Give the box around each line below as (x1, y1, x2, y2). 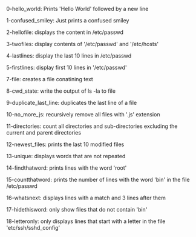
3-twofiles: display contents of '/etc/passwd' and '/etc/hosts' (6, 41, 159, 47)
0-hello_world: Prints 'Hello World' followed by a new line (6, 5, 149, 12)
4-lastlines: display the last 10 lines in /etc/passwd (6, 52, 132, 59)
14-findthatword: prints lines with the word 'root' (6, 164, 127, 172)
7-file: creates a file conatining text (6, 76, 94, 82)
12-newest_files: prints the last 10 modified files (6, 141, 125, 148)
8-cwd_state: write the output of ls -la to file (6, 87, 116, 95)
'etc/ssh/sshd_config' (6, 224, 60, 231)
